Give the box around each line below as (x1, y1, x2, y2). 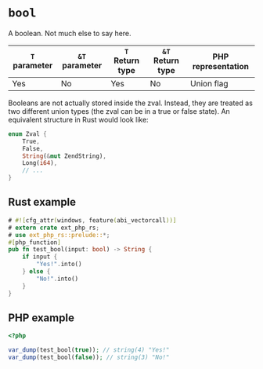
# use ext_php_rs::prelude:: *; (8, 231, 110, 239)
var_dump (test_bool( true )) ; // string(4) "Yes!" (8, 346, 170, 354)
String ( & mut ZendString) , (22, 152, 107, 160)
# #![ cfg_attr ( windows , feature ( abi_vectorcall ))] (8, 216, 177, 225)
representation (192, 60, 249, 71)
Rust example (8, 195, 77, 209)
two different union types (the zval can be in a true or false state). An (8, 106, 231, 115)
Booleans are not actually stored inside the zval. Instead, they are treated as (8, 98, 253, 108)
